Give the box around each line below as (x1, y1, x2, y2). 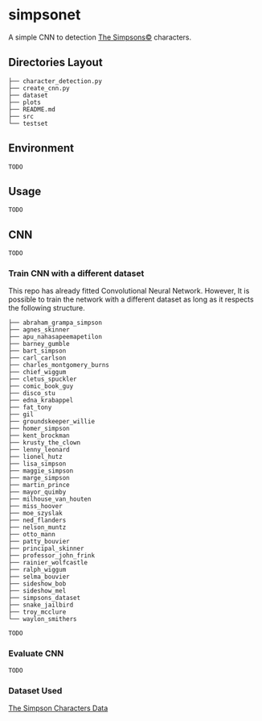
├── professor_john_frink (8, 552, 95, 560)
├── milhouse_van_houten (8, 495, 92, 503)
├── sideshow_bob (8, 580, 67, 588)
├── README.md (8, 105, 56, 114)
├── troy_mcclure (8, 608, 67, 616)
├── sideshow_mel (8, 587, 67, 595)
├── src (8, 112, 35, 120)
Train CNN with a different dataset (8, 268, 145, 279)
